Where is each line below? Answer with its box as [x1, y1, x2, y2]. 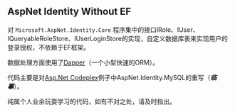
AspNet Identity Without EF [7, 6, 132, 18]
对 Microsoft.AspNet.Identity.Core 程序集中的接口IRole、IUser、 [7, 25, 199, 34]
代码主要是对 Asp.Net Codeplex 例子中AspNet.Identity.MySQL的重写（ [7, 73, 211, 82]
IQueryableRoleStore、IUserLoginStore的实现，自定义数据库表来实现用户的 [7, 34, 228, 43]
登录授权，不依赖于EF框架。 [7, 43, 90, 52]
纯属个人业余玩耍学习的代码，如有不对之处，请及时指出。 [7, 97, 176, 106]
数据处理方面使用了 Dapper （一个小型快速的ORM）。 [7, 58, 159, 67]
